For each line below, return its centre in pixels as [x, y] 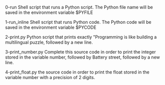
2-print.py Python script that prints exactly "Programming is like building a [81, 37]
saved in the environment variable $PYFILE [49, 12]
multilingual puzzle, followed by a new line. [49, 42]
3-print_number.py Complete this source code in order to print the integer [81, 52]
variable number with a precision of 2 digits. [50, 77]
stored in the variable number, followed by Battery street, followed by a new [82, 57]
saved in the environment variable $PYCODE [51, 27]
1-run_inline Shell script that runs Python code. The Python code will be [78, 22]
